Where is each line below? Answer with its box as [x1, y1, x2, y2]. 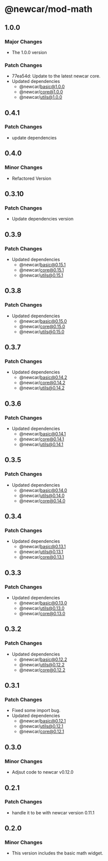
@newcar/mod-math [4, 3, 93, 15]
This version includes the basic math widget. [11, 850, 104, 856]
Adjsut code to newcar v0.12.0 [11, 769, 74, 775]
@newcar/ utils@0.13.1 [19, 549, 63, 555]
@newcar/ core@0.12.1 [19, 728, 64, 734]
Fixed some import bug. [11, 708, 60, 714]
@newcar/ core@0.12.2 [19, 667, 65, 673]
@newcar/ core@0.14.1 [19, 436, 64, 442]
